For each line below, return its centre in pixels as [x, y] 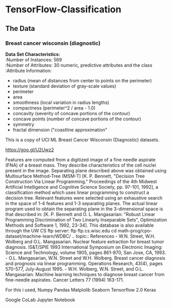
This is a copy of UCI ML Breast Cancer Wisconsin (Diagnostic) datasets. [82, 139]
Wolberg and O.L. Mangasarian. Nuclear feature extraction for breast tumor [85, 241]
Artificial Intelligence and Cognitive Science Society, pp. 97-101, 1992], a [82, 187]
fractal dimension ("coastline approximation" [60, 130]
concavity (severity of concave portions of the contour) [71, 113]
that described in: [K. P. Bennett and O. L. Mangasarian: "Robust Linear [80, 214]
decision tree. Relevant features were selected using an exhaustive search [84, 198]
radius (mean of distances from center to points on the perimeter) [82, 80]
